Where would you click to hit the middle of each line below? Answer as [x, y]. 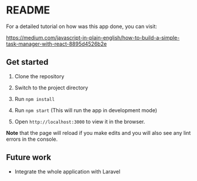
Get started [27, 62]
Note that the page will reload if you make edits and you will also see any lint [98, 133]
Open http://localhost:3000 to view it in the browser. [80, 121]
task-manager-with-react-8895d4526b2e [57, 44]
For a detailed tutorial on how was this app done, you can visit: [81, 26]
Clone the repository [39, 76]
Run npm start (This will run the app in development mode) [86, 110]
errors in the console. [32, 139]
